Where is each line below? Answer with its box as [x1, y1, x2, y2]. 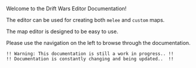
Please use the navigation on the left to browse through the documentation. [6, 40, 191, 46]
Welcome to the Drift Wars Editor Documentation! [6, 5, 127, 12]
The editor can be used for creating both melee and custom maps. [6, 17, 165, 23]
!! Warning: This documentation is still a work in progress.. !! [6, 51, 174, 57]
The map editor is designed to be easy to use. [6, 28, 119, 35]
